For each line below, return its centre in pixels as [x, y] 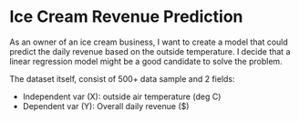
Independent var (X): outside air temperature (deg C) [122, 96]
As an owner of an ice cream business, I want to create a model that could [149, 42]
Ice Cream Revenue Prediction [126, 17]
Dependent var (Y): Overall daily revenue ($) [106, 106]
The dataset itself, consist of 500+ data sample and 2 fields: [122, 78]
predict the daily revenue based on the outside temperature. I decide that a [150, 51]
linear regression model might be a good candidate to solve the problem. [146, 61]
